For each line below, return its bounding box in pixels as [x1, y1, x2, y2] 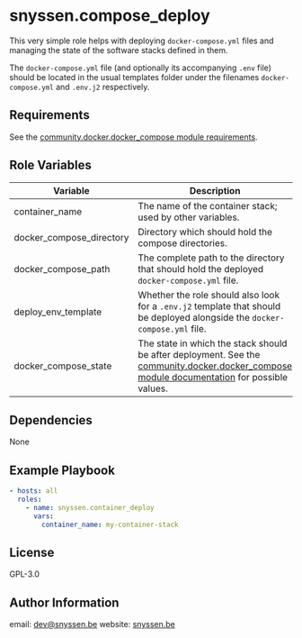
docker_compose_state [13, 360, 112, 372]
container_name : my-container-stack [41, 520, 179, 529]
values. [138, 382, 168, 395]
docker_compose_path [13, 262, 111, 275]
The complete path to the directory [138, 251, 285, 264]
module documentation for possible [138, 370, 289, 383]
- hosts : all [9, 487, 58, 496]
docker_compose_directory [13, 231, 129, 243]
